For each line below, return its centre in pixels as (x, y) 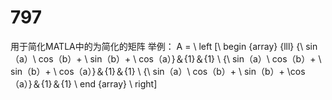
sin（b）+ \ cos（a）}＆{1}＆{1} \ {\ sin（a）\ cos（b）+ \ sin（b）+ (147, 71)
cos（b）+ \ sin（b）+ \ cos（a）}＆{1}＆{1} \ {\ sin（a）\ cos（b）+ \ (180, 58)
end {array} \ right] (118, 83)
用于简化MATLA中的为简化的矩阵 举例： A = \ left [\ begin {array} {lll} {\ (157, 46)
